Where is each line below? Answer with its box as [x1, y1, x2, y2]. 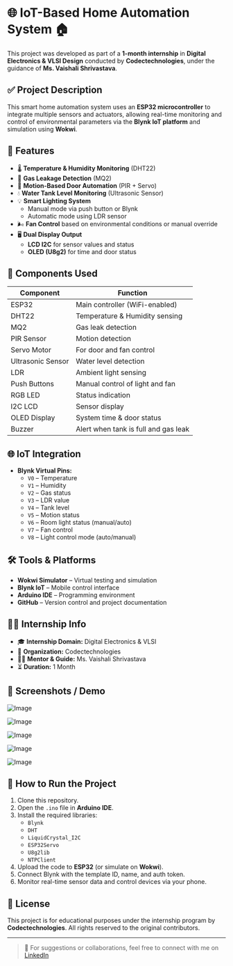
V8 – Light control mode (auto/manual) [27, 533, 137, 541]
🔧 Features [7, 145, 55, 157]
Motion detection [76, 334, 132, 344]
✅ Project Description [7, 84, 103, 96]
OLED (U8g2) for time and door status [27, 247, 137, 255]
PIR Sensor [10, 334, 47, 344]
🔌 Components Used [7, 267, 98, 279]
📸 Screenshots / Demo [7, 686, 105, 697]
